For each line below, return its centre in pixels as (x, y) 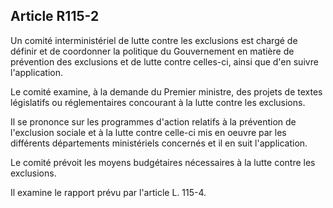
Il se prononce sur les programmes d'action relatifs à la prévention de (153, 121)
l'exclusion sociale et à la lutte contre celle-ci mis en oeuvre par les (148, 132)
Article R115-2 (55, 16)
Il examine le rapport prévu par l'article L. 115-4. (108, 192)
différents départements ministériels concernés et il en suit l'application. (159, 143)
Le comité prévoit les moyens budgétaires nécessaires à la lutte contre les (163, 162)
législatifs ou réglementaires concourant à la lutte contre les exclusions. (158, 102)
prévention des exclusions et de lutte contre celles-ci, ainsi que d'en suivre (164, 61)
